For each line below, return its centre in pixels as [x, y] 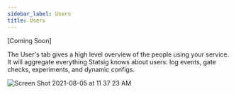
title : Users [27, 20]
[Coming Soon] [29, 40]
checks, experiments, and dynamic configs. [71, 69]
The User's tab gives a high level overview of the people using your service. [118, 54]
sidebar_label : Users [39, 14]
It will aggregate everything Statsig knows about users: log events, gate [112, 61]
